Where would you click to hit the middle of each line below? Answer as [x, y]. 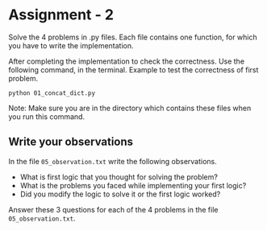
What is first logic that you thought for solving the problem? [119, 177]
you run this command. [47, 116]
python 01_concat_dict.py [52, 93]
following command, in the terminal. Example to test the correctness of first [133, 69]
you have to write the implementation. [71, 45]
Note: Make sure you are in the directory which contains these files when [130, 108]
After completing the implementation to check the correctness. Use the [126, 61]
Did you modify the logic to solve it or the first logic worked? [120, 194]
